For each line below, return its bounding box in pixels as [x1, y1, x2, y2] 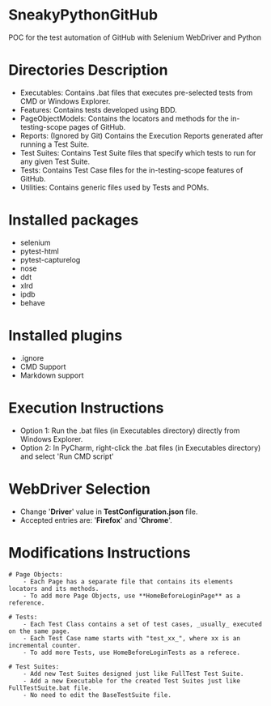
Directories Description [8, 61, 168, 79]
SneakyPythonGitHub [8, 6, 159, 24]
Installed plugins [8, 327, 123, 344]
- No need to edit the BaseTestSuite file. [23, 691, 172, 699]
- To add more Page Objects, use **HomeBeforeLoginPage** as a [23, 592, 241, 600]
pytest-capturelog [19, 255, 81, 264]
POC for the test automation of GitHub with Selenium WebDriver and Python [8, 32, 261, 42]
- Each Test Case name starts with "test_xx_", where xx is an [23, 634, 241, 642]
